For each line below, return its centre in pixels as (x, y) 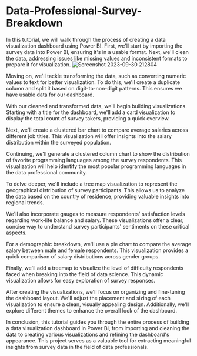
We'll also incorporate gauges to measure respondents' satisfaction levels (96, 214)
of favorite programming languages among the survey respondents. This (94, 160)
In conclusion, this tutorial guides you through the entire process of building (98, 322)
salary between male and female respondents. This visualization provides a (97, 250)
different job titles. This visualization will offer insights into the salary (89, 136)
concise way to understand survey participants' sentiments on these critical (98, 226)
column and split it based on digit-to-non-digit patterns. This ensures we (94, 88)
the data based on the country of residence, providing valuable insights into (98, 196)
